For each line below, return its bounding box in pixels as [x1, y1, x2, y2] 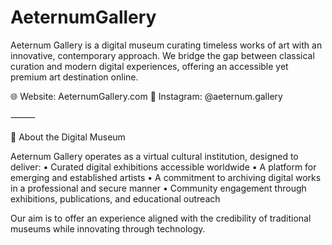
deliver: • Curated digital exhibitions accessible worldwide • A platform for [10, 161, 317, 173]
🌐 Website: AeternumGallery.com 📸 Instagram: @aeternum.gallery [10, 90, 283, 102]
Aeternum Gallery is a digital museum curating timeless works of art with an [10, 39, 323, 51]
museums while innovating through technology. [10, 222, 206, 235]
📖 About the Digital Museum [10, 131, 126, 143]
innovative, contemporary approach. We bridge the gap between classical [10, 49, 315, 61]
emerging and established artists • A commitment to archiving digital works [10, 171, 322, 183]
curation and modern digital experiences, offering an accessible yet [10, 60, 289, 72]
